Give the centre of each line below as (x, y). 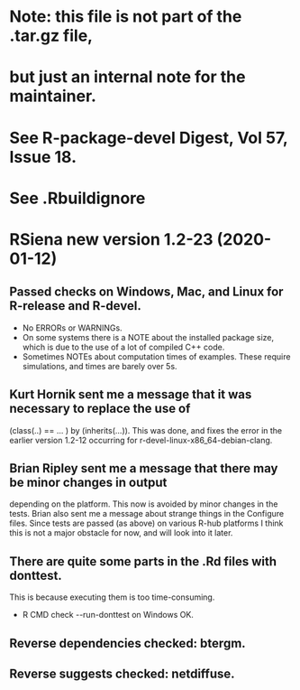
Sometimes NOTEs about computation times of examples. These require (156, 356)
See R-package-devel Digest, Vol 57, (149, 138)
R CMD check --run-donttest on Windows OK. (108, 615)
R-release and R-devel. (75, 306)
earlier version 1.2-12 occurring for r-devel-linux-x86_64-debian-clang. (141, 440)
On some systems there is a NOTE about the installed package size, (148, 337)
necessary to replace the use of (100, 409)
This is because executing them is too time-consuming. (112, 597)
